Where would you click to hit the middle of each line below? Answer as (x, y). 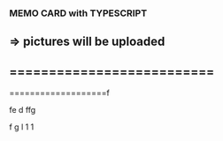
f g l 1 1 (22, 127)
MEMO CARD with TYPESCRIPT (78, 13)
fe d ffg (23, 110)
